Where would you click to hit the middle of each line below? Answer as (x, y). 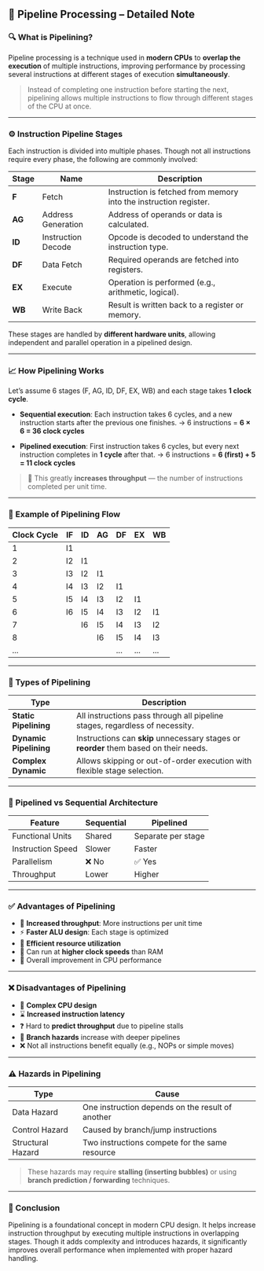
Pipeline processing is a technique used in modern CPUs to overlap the (125, 57)
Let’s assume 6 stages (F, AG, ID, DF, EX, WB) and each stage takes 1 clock (130, 391)
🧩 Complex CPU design (58, 1005)
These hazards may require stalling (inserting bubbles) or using (132, 1172)
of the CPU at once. (59, 106)
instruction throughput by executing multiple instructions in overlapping (124, 1233)
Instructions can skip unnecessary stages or (158, 738)
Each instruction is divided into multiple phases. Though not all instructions (130, 151)
